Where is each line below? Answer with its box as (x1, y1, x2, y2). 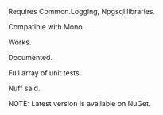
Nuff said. (8, 83, 41, 93)
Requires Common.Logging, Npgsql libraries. (8, 7, 156, 16)
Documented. (8, 53, 53, 62)
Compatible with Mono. (8, 22, 85, 31)
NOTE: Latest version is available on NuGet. (8, 99, 151, 108)
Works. (8, 37, 32, 47)
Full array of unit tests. (8, 68, 82, 78)
